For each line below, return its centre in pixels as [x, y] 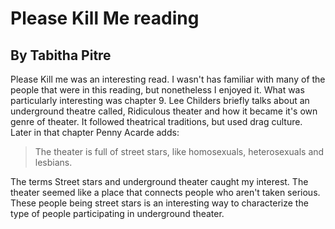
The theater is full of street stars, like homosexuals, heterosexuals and [179, 151]
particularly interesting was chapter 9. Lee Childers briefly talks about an [160, 100]
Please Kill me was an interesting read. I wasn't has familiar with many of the [168, 79]
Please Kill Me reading [105, 18]
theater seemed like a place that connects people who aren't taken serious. [165, 192]
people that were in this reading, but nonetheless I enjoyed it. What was [157, 90]
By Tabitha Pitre [61, 55]
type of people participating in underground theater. [117, 213]
